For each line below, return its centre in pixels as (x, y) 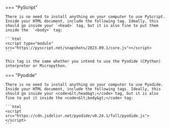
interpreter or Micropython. (36, 66)
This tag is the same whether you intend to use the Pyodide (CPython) (83, 61)
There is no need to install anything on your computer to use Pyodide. (84, 85)
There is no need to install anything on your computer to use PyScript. (86, 17)
